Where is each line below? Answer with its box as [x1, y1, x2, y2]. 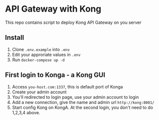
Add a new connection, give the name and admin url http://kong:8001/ [12, 99, 155, 105]
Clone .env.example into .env [12, 46, 70, 52]
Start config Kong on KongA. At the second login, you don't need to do [12, 104, 154, 110]
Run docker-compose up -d [12, 57, 65, 63]
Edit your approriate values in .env [12, 51, 81, 57]
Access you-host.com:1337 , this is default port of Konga [12, 84, 123, 89]
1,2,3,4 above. [12, 109, 40, 115]
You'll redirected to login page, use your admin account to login [12, 94, 139, 100]
